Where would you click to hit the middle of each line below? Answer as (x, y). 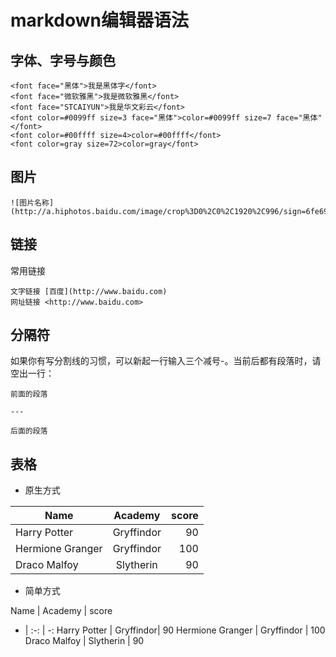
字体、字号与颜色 (63, 60)
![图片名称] (32, 202)
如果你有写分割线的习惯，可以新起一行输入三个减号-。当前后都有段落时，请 (166, 361)
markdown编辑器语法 (99, 20)
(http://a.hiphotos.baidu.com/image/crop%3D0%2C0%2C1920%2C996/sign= (158, 211)
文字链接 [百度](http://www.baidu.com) (89, 291)
